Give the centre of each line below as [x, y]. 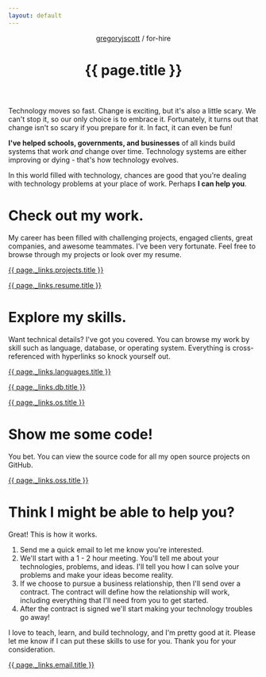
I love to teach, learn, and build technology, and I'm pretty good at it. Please [132, 633]
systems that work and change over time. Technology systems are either [127, 151]
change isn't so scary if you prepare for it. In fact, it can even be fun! [120, 127]
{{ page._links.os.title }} [47, 402]
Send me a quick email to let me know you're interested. [112, 549]
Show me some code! [81, 434]
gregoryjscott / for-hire [133, 38]
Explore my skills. [67, 317]
